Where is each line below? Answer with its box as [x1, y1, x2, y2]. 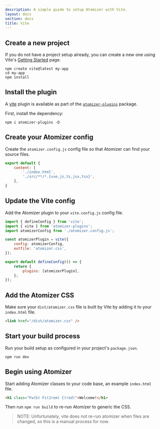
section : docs [5, 16, 34, 21]
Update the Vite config [5, 197, 76, 205]
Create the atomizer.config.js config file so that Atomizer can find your [5, 146, 150, 152]
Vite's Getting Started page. [5, 57, 61, 63]
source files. [5, 151, 30, 157]
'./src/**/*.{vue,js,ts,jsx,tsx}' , [22, 174, 95, 179]
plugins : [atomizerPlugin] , [22, 269, 80, 273]
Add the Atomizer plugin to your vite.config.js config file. [5, 210, 123, 215]
